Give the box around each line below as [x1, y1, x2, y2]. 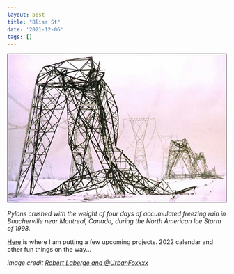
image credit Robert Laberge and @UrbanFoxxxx [7, 259, 148, 267]
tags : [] [7, 33, 33, 40]
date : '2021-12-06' [7, 26, 64, 33]
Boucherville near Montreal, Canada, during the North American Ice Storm [7, 217, 221, 225]
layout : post [7, 11, 45, 18]
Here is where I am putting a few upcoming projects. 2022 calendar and [7, 238, 214, 246]
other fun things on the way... [7, 245, 92, 254]
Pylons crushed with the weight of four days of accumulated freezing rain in [7, 209, 226, 218]
